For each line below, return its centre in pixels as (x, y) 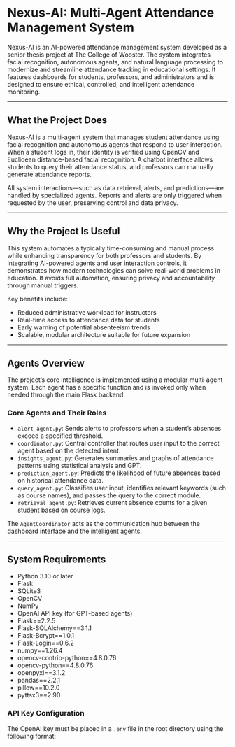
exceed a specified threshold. (60, 436)
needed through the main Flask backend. (66, 395)
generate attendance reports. (50, 174)
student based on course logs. (62, 510)
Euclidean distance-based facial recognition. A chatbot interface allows (110, 159)
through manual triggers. (43, 285)
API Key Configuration (46, 713)
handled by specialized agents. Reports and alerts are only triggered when (115, 195)
